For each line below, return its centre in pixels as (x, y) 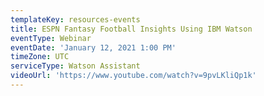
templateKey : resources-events (75, 19)
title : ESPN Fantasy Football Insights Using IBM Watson (131, 29)
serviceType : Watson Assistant (75, 66)
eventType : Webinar (51, 38)
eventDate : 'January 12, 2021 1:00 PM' (93, 47)
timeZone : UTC (40, 57)
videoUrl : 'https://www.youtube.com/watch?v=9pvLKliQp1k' (133, 76)
